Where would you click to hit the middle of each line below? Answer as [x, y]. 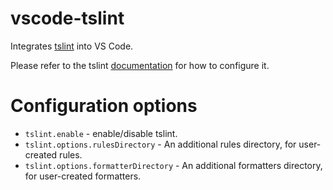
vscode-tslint [67, 18]
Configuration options [104, 106]
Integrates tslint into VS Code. [72, 46]
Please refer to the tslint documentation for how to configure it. [140, 65]
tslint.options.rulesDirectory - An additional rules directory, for [160, 144]
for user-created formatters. [83, 176]
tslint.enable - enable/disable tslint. [101, 133]
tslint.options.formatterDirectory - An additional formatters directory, [173, 165]
